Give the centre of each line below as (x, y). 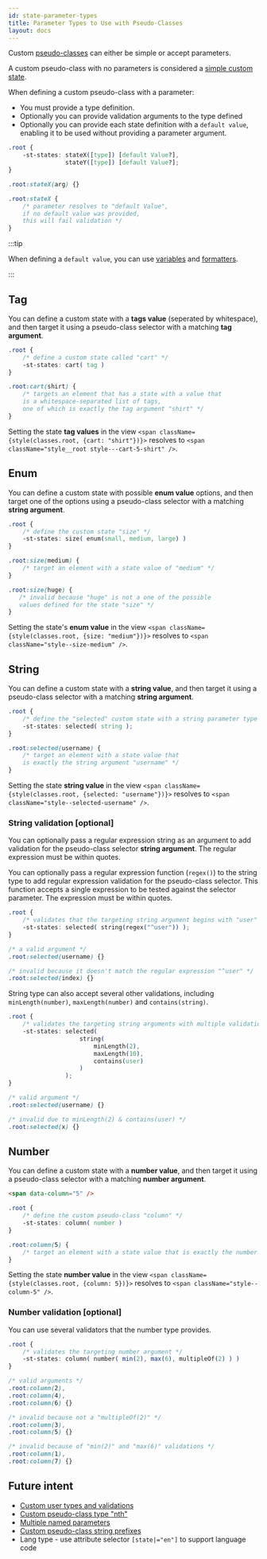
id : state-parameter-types (53, 16)
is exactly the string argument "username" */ (101, 763)
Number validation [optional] (65, 1312)
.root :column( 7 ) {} (41, 1462)
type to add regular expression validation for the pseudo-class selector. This (133, 881)
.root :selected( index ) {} (51, 979)
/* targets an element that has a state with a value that (122, 394)
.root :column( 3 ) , (37, 1425)
